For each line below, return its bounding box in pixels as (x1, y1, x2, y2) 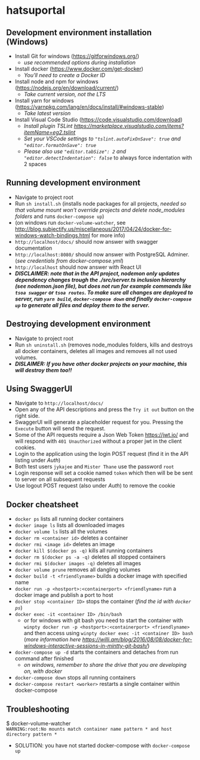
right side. (14, 412, 40, 419)
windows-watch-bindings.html (14, 231, 91, 239)
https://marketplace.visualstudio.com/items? (73, 122, 184, 129)
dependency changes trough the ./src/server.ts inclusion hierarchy (14, 276, 186, 283)
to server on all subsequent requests (14, 476, 106, 483)
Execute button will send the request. (14, 425, 106, 432)
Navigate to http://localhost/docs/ (14, 400, 104, 407)
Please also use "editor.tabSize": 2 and (23, 148, 127, 155)
